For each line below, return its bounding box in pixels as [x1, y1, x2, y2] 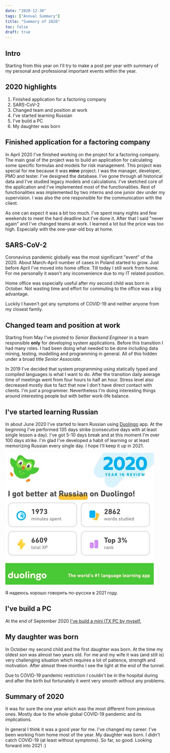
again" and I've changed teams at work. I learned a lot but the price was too [5, 221, 164, 227]
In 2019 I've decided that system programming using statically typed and [5, 366, 157, 372]
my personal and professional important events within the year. [5, 68, 137, 74]
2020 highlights [5, 83, 57, 91]
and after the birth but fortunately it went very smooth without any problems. [5, 677, 165, 683]
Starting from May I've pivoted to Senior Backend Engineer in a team [5, 334, 149, 340]
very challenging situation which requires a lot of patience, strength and [5, 657, 156, 663]
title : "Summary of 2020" [5, 19, 60, 24]
